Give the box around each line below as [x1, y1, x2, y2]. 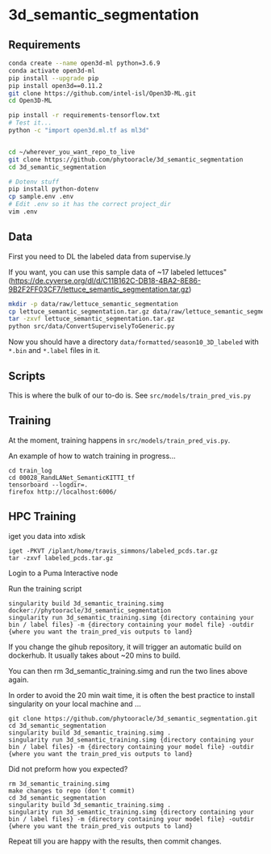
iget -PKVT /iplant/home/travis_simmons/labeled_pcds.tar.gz [8, 547, 219, 555]
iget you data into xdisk [8, 531, 86, 541]
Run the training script [8, 583, 82, 593]
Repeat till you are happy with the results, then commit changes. [8, 836, 222, 846]
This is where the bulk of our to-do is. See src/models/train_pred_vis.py [8, 390, 252, 400]
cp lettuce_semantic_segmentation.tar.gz [8, 307, 150, 316]
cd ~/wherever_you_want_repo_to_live [8, 148, 135, 156]
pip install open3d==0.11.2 [8, 82, 103, 90]
